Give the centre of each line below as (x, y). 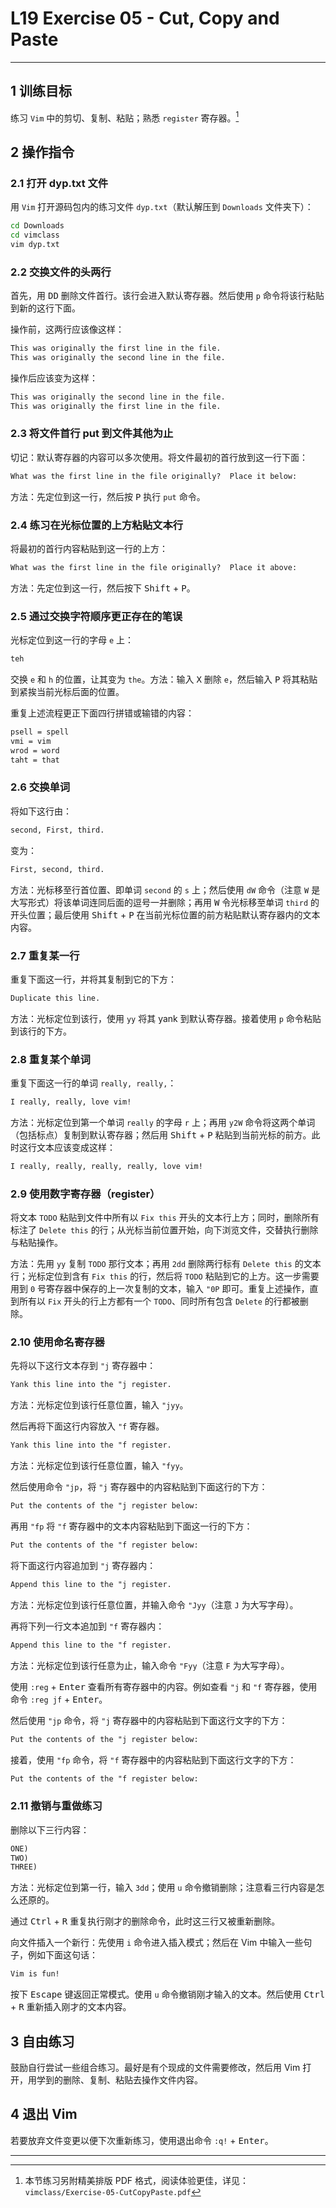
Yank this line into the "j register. (91, 1385)
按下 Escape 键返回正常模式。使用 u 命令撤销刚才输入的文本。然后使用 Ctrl (168, 1994)
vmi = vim (31, 741)
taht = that (35, 760)
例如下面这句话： (62, 1955)
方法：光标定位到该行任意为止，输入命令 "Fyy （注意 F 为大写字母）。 (150, 1665)
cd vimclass (35, 235)
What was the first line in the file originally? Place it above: (154, 567)
